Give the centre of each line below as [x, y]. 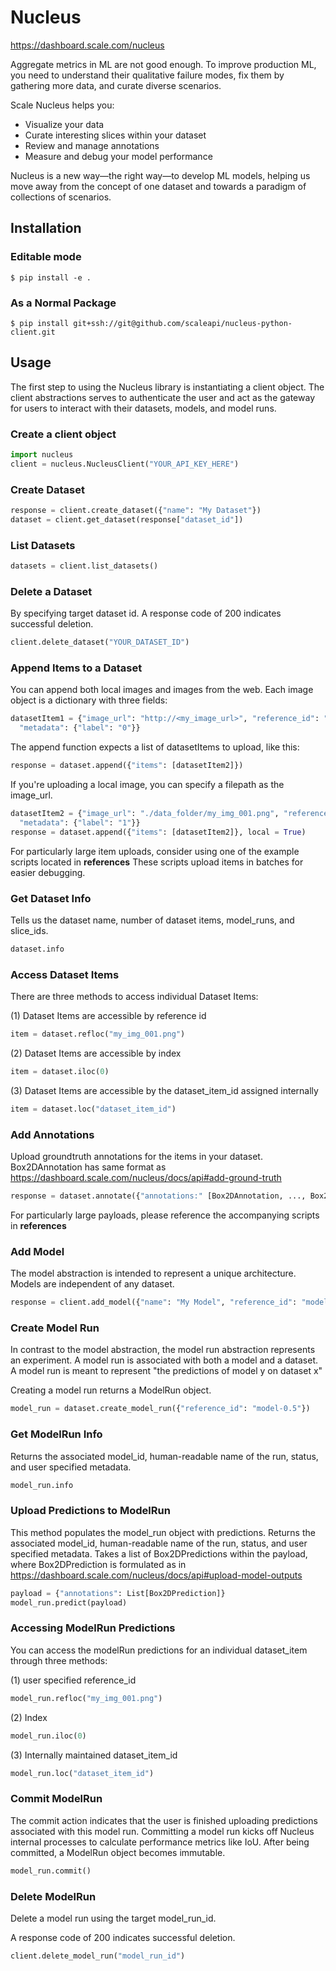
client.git [33, 332]
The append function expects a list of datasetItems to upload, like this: [155, 747]
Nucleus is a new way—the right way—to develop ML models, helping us [160, 175]
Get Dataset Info [51, 898]
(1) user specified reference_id [73, 1680]
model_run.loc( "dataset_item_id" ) [82, 1773]
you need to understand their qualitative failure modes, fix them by [147, 75]
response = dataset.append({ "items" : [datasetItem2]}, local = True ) [158, 832]
